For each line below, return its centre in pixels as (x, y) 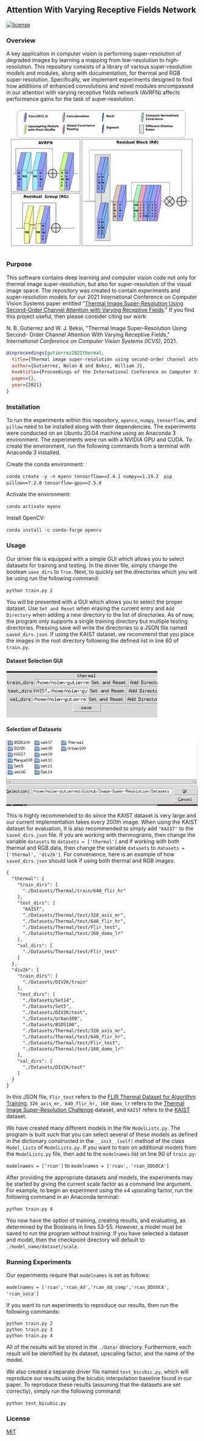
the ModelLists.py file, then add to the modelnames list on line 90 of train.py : (101, 1154)
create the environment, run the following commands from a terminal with (98, 446)
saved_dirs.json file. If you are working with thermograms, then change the (101, 835)
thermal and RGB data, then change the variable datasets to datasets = (96, 847)
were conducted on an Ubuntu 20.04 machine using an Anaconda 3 (91, 433)
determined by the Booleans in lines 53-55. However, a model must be (94, 1227)
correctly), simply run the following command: (64, 1391)
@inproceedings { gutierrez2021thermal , (55, 353)
